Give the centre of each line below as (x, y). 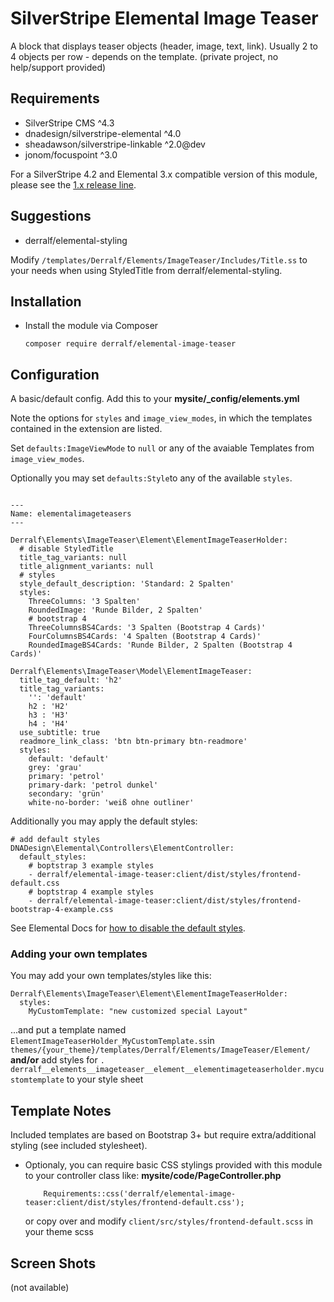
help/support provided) (58, 67)
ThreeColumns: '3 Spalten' (84, 602)
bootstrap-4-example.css (62, 910)
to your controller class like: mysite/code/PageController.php (153, 1176)
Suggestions (51, 216)
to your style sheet (105, 1079)
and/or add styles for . (57, 1060)
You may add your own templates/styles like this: (111, 976)
